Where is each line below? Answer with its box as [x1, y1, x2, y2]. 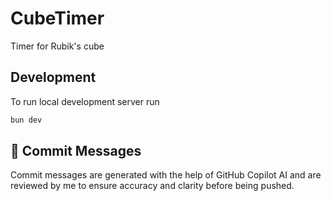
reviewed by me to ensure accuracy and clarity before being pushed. [10, 180, 295, 192]
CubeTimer [10, 7, 105, 30]
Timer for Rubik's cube [10, 40, 105, 52]
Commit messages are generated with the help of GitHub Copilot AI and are [10, 169, 322, 181]
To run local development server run [10, 95, 160, 107]
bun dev [10, 115, 43, 125]
